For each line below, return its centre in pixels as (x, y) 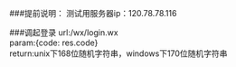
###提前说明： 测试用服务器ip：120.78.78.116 (93, 13)
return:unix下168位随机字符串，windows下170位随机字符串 (118, 53)
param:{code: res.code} (54, 43)
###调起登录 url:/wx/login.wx (64, 33)
